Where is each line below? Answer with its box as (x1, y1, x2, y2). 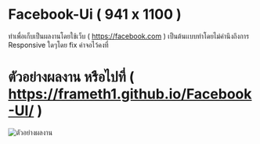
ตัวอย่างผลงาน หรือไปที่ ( (8, 68, 135, 86)
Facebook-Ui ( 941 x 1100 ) (8, 5, 182, 23)
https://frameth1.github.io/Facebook (8, 85, 252, 103)
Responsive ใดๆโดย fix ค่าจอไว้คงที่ (8, 40, 109, 49)
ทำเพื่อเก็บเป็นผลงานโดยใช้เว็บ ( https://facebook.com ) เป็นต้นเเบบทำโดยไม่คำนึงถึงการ (8, 31, 249, 41)
